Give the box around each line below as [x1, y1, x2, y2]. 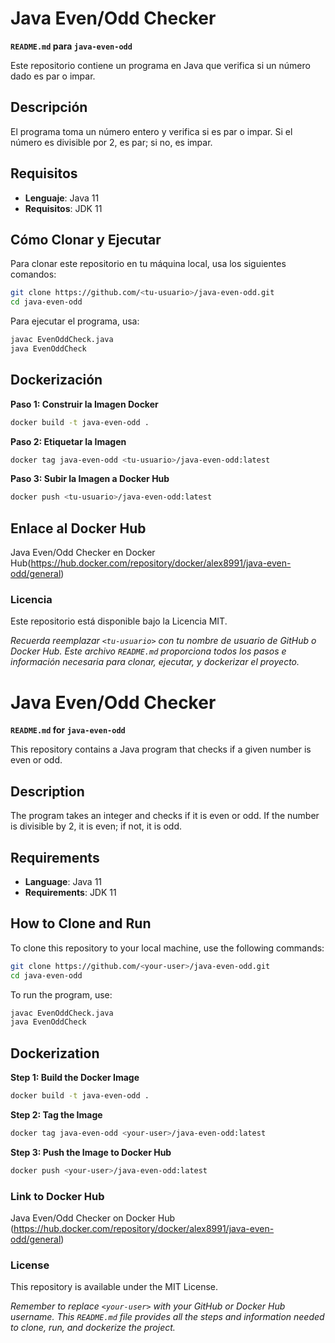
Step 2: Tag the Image [10, 1108, 103, 1121]
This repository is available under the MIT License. [10, 1281, 219, 1293]
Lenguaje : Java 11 [24, 192, 100, 204]
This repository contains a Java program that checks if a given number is [10, 743, 312, 756]
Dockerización [10, 372, 103, 389]
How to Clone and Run [10, 915, 152, 932]
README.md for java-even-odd [10, 724, 126, 736]
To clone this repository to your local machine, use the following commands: [10, 942, 325, 954]
